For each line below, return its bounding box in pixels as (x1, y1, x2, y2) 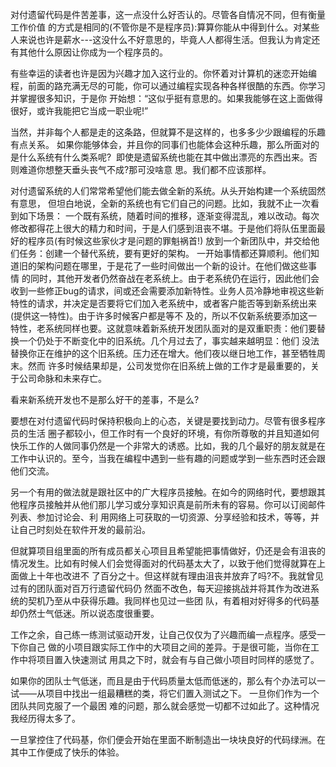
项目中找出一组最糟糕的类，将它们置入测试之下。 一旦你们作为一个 (44, 688, 320, 699)
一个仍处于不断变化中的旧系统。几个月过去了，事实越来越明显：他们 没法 (18, 335, 320, 347)
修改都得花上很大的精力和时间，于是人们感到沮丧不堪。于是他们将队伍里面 (10, 223, 317, 234)
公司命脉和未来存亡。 (18, 373, 107, 384)
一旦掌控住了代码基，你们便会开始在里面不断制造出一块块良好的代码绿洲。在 (10, 734, 326, 745)
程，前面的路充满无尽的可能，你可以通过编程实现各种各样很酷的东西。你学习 (10, 80, 326, 92)
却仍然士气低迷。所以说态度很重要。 (10, 608, 160, 619)
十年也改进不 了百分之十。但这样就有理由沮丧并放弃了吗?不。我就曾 (36, 570, 316, 582)
